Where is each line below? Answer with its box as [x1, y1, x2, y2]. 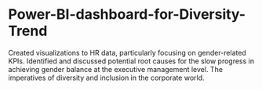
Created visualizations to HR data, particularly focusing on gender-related [8, 48, 247, 57]
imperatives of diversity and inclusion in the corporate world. [8, 73, 206, 82]
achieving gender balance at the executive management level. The [8, 64, 224, 74]
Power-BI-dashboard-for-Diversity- [8, 5, 246, 23]
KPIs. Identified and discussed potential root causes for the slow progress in [8, 56, 255, 66]
